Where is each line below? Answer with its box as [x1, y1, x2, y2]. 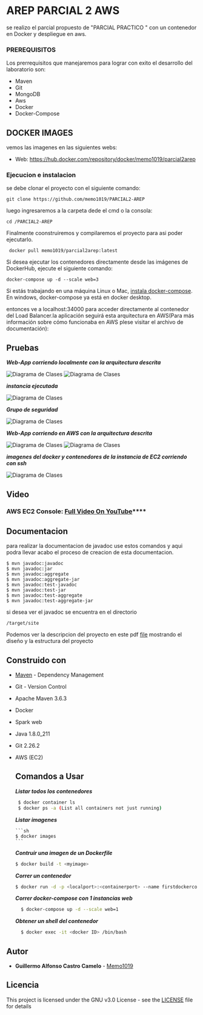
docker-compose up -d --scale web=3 [6, 276, 99, 283]
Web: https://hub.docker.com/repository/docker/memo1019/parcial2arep [15, 156, 196, 163]
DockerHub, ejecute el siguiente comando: [6, 265, 113, 272]
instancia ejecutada [6, 382, 58, 390]
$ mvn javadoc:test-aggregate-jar [6, 598, 94, 604]
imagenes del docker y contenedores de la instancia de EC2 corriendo [6, 453, 187, 460]
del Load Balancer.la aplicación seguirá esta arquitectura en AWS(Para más [6, 312, 195, 320]
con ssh [6, 460, 27, 467]
